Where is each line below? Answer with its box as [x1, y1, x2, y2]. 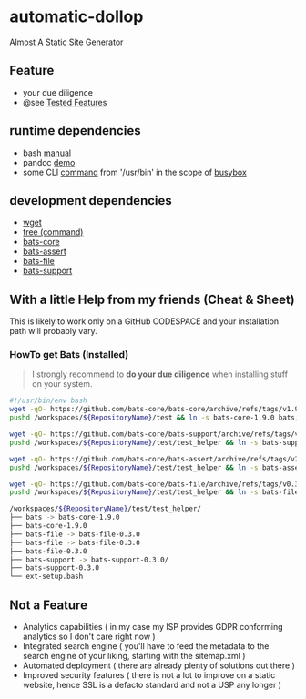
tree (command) [22, 227, 84, 238]
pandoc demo [22, 157, 76, 167]
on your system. [31, 379, 93, 390]
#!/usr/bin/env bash [9, 396, 88, 406]
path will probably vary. [9, 326, 97, 337]
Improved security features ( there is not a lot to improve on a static [22, 670, 276, 681]
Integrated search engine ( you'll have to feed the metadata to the [22, 641, 270, 652]
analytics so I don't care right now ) [22, 631, 157, 643]
